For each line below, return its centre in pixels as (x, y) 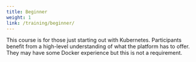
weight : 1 (19, 17)
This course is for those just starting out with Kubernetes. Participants (94, 40)
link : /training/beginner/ (40, 23)
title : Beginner (27, 12)
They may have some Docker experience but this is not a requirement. (94, 53)
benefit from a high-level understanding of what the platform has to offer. (98, 46)
